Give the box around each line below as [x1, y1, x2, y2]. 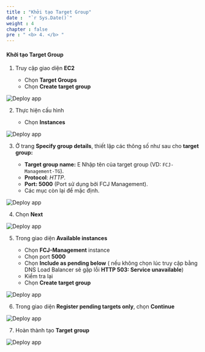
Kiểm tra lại [24, 273, 53, 280]
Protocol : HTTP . [24, 174, 66, 181]
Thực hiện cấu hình [15, 107, 64, 114]
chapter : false [6, 26, 48, 33]
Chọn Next [15, 211, 43, 218]
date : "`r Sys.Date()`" [6, 15, 72, 21]
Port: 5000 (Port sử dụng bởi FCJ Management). [24, 181, 148, 188]
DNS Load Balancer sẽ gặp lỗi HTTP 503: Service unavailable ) [24, 266, 184, 273]
